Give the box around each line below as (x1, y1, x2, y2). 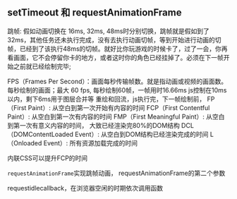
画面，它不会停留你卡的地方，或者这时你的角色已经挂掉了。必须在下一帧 (13, 53, 224, 61)
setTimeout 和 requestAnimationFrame (7, 6, 182, 19)
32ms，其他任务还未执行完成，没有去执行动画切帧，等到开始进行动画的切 (7, 35, 221, 44)
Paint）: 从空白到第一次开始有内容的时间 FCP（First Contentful (28, 103, 210, 111)
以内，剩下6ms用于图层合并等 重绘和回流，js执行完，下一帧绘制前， (7, 95, 206, 103)
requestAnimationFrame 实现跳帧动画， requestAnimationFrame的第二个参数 (7, 169, 226, 177)
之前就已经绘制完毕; (13, 62, 72, 71)
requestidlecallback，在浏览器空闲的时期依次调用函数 (7, 183, 164, 192)
